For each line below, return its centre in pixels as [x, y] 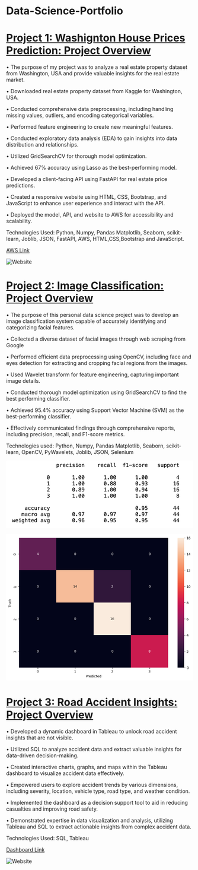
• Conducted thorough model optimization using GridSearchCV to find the [97, 392]
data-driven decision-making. [42, 755]
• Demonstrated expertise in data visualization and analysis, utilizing [90, 820]
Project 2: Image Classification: [85, 286]
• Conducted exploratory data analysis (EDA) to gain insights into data [92, 138]
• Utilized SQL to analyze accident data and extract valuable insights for [94, 749]
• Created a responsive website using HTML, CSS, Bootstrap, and [87, 197]
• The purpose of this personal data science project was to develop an [92, 315]
